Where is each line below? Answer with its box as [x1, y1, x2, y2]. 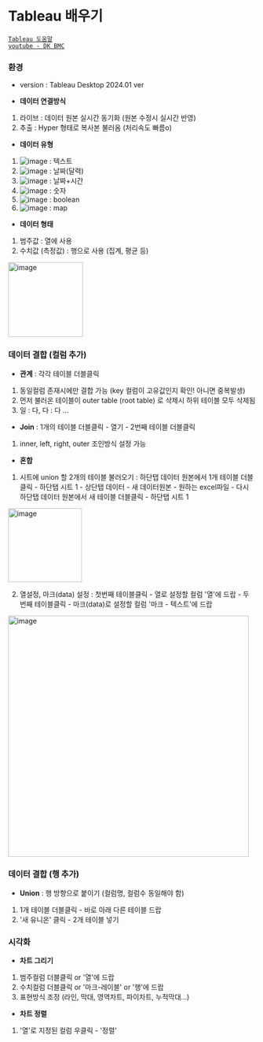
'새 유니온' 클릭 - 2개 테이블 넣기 [19, 914, 119, 924]
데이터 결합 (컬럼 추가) [8, 350, 87, 361]
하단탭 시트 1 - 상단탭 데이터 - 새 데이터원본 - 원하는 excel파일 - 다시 [38, 482, 250, 491]
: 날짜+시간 [49, 176, 84, 186]
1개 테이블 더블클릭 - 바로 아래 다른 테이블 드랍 [19, 905, 163, 914]
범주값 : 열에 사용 [19, 236, 72, 246]
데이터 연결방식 [19, 96, 67, 106]
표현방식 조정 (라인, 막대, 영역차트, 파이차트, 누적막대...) [19, 992, 190, 1002]
